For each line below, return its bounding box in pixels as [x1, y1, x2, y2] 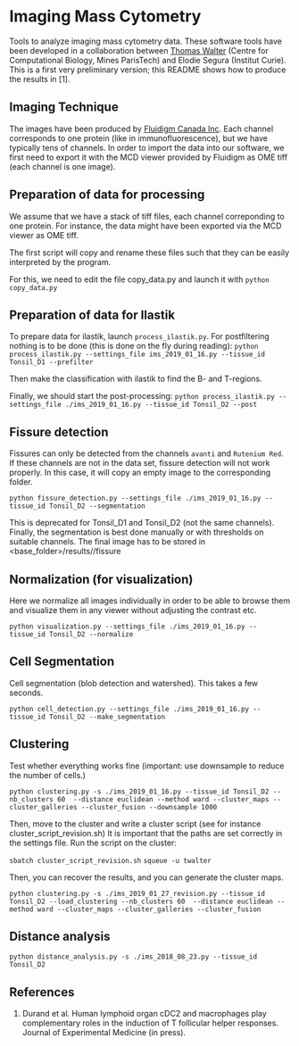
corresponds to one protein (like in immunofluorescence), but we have [9, 132, 268, 144]
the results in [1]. [9, 73, 71, 84]
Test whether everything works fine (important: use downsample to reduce [9, 760, 285, 771]
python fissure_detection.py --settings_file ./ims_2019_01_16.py [9, 494, 262, 503]
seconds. [9, 687, 44, 698]
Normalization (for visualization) [9, 571, 194, 586]
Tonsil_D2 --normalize [48, 630, 134, 639]
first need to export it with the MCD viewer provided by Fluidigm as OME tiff [9, 152, 288, 162]
